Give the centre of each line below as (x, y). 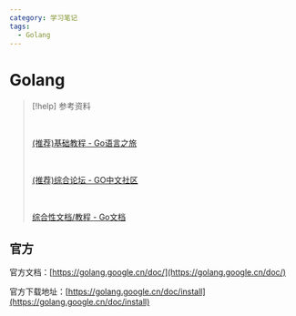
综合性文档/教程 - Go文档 (78, 217)
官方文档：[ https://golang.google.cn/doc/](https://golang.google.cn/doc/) (148, 272)
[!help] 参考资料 (61, 107)
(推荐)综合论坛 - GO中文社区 (85, 180)
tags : (20, 26)
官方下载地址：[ (39, 291)
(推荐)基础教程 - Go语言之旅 (84, 143)
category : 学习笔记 (44, 18)
